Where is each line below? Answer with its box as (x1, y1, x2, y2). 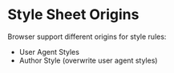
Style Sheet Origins (7, 6, 140, 24)
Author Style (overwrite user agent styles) (18, 56, 158, 65)
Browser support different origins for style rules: (7, 32, 167, 41)
